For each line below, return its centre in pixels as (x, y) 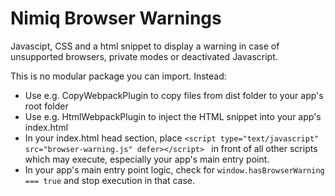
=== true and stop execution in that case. (110, 180)
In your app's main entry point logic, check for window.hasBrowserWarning (174, 169)
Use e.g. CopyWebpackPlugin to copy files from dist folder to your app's (174, 95)
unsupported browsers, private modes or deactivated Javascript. (144, 56)
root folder (46, 106)
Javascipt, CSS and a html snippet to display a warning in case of (145, 46)
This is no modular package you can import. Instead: (118, 76)
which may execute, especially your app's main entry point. (147, 159)
